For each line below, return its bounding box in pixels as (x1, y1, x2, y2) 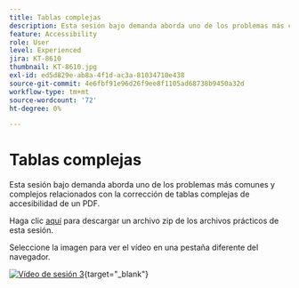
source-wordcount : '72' (9, 95, 98, 105)
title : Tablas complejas (9, 12, 101, 22)
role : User (9, 37, 50, 47)
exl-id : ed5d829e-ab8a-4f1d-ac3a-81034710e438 (9, 71, 185, 80)
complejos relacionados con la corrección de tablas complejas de (9, 188, 250, 200)
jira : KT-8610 (9, 54, 62, 63)
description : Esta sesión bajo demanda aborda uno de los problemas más (9, 21, 285, 30)
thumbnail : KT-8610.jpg (9, 63, 98, 72)
